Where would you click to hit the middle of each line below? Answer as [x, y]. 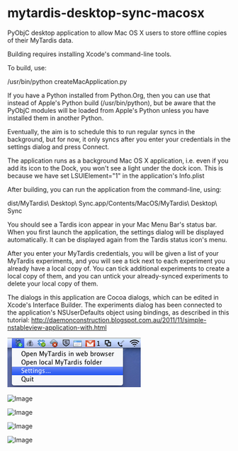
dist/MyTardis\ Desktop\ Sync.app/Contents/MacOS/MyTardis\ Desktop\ [112, 203]
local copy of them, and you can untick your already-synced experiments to [118, 276]
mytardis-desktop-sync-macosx [106, 13]
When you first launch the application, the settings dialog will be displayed [116, 232]
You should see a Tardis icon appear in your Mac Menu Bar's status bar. [112, 224]
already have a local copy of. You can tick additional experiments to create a [119, 268]
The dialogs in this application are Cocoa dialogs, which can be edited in [113, 297]
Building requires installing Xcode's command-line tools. [90, 54]
